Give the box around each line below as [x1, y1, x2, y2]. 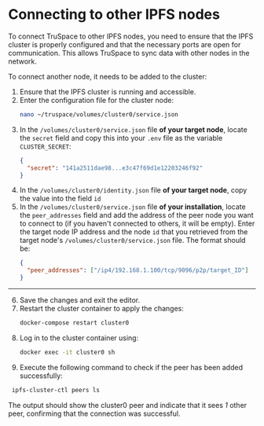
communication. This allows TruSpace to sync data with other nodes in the [8, 48, 250, 57]
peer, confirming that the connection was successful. [8, 409, 181, 418]
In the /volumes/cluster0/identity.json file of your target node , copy [19, 185, 247, 195]
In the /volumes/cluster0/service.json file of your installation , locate [19, 202, 246, 211]
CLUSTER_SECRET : [19, 141, 72, 151]
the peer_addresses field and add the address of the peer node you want [19, 211, 254, 220]
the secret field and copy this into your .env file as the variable [19, 133, 223, 142]
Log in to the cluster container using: [19, 332, 139, 343]
